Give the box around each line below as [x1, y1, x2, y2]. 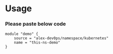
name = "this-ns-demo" [14, 40, 60, 45]
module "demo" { [5, 31, 38, 37]
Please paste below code [5, 21, 66, 27]
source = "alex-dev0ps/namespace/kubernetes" [14, 36, 109, 41]
